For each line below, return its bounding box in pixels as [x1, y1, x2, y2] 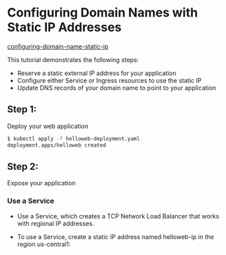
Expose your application [7, 179, 76, 187]
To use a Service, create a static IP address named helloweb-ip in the [17, 232, 214, 241]
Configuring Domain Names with [7, 5, 198, 21]
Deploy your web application [7, 122, 88, 130]
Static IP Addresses [7, 19, 122, 35]
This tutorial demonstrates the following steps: [7, 55, 139, 63]
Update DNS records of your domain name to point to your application [17, 83, 216, 92]
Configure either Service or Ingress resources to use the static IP [17, 76, 202, 84]
